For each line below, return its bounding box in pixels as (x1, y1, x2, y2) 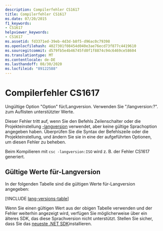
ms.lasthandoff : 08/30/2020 (5, 62, 62, 67)
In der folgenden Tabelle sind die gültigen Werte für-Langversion (5, 181, 135, 186)
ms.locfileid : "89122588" (5, 67, 58, 71)
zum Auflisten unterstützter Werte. (5, 109, 75, 115)
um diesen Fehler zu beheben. (5, 139, 66, 145)
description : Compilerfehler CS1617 (5, 7, 80, 12)
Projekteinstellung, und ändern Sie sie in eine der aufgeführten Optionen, (5, 134, 152, 139)
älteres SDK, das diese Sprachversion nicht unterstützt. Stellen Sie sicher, (5, 215, 153, 221)
